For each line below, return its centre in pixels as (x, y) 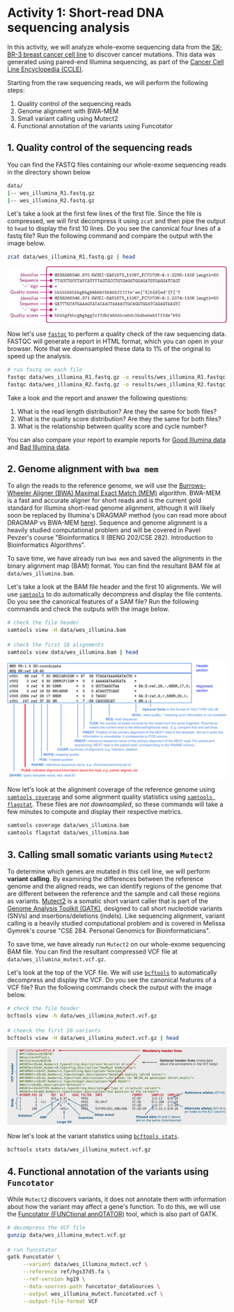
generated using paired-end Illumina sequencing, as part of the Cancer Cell (116, 61)
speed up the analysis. (40, 356)
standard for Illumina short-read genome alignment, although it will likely (111, 508)
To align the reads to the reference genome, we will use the (92, 485)
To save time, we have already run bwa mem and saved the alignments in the (115, 559)
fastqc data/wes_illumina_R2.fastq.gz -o (68, 384)
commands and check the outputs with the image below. (88, 609)
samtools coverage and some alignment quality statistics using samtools (110, 797)
